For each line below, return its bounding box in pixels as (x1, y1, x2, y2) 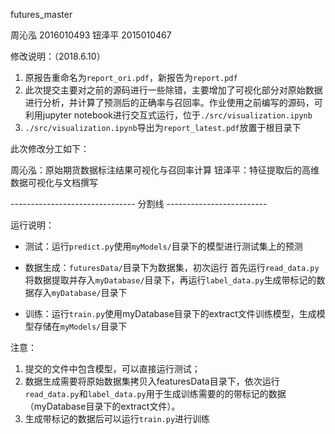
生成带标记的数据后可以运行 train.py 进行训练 (24, 413, 211, 424)
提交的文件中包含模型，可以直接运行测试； (24, 363, 201, 374)
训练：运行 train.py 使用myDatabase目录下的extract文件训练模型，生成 (24, 308, 317, 319)
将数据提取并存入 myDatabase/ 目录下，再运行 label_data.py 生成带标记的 (24, 274, 317, 286)
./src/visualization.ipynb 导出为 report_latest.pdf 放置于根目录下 (24, 122, 302, 133)
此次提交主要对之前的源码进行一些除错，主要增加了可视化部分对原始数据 (24, 84, 323, 96)
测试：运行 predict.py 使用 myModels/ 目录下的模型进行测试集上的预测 (24, 240, 303, 252)
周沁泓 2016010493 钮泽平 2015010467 (10, 29, 172, 41)
